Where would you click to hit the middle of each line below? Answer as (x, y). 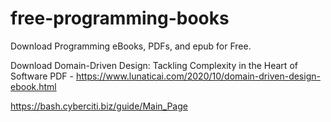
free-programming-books (120, 18)
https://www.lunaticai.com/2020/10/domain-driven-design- (198, 76)
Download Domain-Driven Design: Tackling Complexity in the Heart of (154, 65)
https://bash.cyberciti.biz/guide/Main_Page (99, 106)
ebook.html (33, 86)
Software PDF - (42, 76)
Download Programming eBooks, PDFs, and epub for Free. (131, 46)
